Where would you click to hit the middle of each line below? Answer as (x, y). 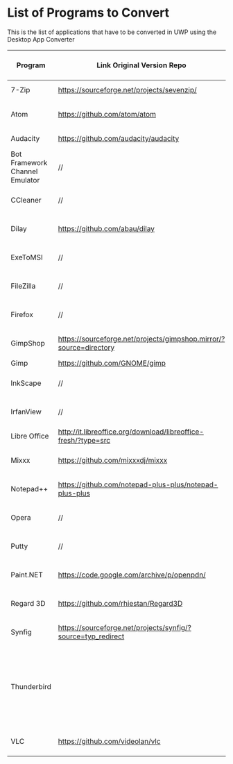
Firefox (22, 314)
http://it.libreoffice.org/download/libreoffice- (131, 432)
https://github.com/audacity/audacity (119, 138)
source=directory (86, 347)
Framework (29, 162)
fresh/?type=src (84, 440)
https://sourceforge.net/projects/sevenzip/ (128, 90)
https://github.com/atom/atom (107, 114)
